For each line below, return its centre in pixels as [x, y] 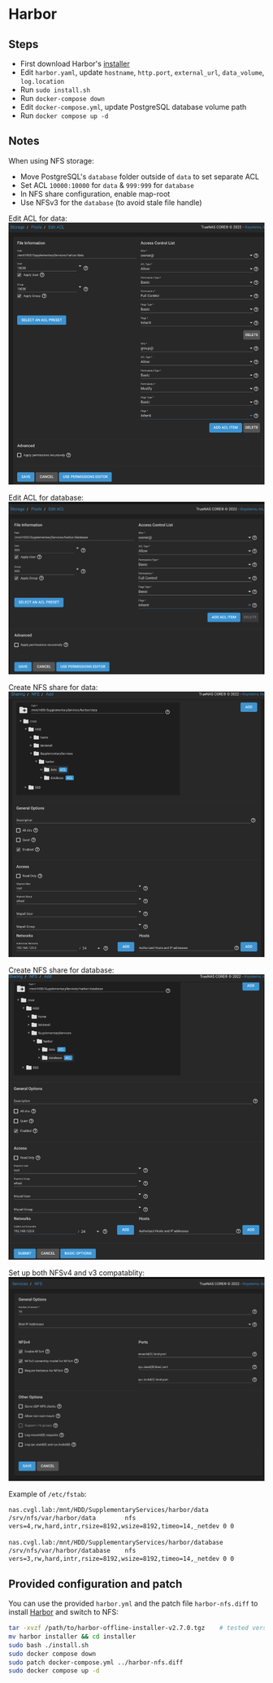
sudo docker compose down [52, 1654]
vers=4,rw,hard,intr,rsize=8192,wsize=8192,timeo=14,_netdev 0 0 [121, 1527]
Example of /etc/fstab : [48, 1494]
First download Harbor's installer [75, 63]
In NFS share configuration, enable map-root [95, 194]
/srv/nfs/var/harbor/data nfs [72, 1519]
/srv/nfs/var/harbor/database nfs [72, 1551]
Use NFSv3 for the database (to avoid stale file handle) [111, 202]
